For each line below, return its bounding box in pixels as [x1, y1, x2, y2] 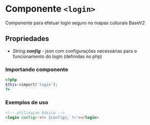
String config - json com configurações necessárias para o [12, 48, 137, 54]
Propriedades [5, 34, 49, 43]
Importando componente [5, 66, 69, 73]
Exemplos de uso [5, 99, 48, 106]
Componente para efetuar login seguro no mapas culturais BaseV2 [5, 20, 145, 26]
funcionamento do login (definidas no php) [12, 53, 103, 59]
